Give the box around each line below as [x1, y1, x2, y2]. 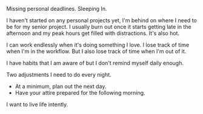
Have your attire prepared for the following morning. [15, 89, 145, 96]
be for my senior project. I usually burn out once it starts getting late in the [6, 24, 192, 30]
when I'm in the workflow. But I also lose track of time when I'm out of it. [6, 48, 187, 55]
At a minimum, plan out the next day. [15, 83, 107, 90]
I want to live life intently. [6, 101, 68, 108]
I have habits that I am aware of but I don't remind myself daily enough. [6, 60, 184, 66]
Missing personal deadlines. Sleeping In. [6, 5, 107, 12]
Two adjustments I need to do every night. [6, 71, 111, 78]
